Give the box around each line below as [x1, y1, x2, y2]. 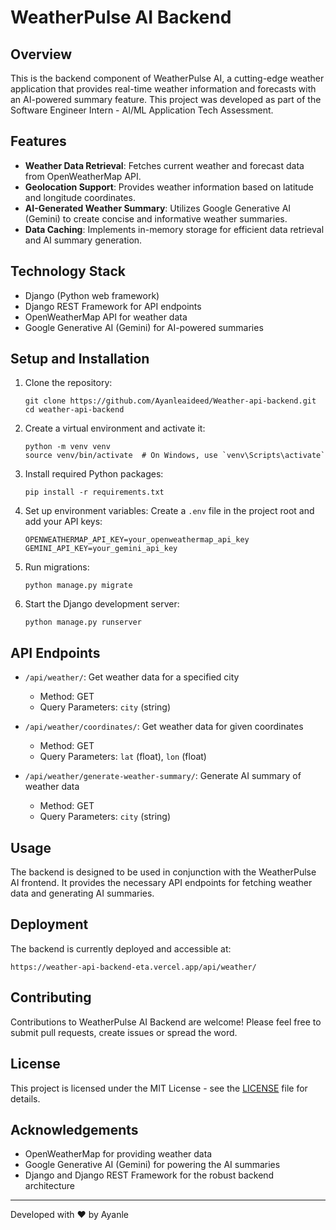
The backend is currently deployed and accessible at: [10, 942, 232, 955]
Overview [10, 46, 73, 63]
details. [10, 1092, 41, 1105]
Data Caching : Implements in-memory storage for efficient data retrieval [24, 223, 325, 235]
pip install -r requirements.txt [24, 487, 165, 498]
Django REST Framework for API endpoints [24, 300, 202, 312]
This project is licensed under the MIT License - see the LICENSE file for [10, 1082, 308, 1094]
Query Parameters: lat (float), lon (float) [39, 751, 207, 763]
